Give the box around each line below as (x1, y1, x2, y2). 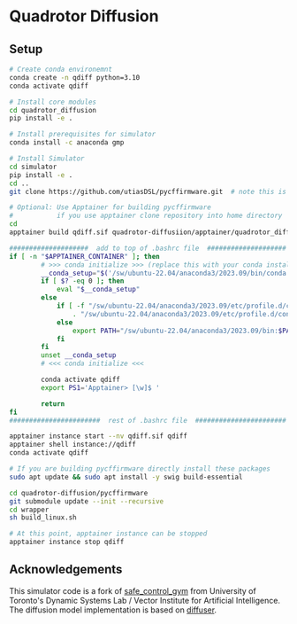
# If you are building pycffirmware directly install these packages (9, 464, 271, 473)
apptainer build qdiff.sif (9, 228, 109, 237)
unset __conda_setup (41, 351, 117, 360)
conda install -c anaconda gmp (9, 138, 125, 147)
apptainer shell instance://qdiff (9, 441, 137, 449)
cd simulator (9, 162, 57, 171)
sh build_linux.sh (9, 513, 77, 522)
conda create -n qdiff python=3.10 (9, 73, 141, 82)
